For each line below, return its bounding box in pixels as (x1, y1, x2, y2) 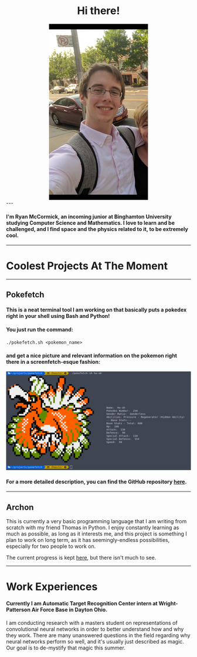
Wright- (158, 600, 178, 607)
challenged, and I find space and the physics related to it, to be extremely (6, 225, 189, 232)
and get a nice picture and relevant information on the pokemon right (6, 352, 178, 359)
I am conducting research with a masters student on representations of (6, 619, 178, 626)
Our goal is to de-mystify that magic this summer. (6, 644, 126, 651)
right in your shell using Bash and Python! (6, 313, 110, 320)
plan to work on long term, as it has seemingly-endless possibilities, (6, 537, 170, 544)
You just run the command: (6, 326, 73, 333)
